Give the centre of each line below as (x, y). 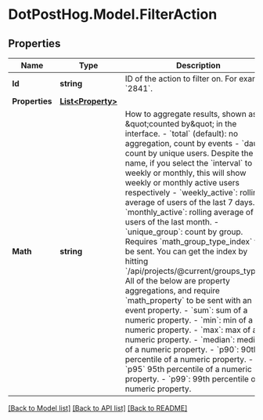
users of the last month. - (172, 222)
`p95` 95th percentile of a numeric (188, 369)
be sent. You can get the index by (186, 251)
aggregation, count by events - (182, 143)
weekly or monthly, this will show (186, 173)
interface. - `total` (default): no (182, 133)
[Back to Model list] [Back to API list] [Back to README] (98, 408)
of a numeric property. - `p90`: (182, 349)
